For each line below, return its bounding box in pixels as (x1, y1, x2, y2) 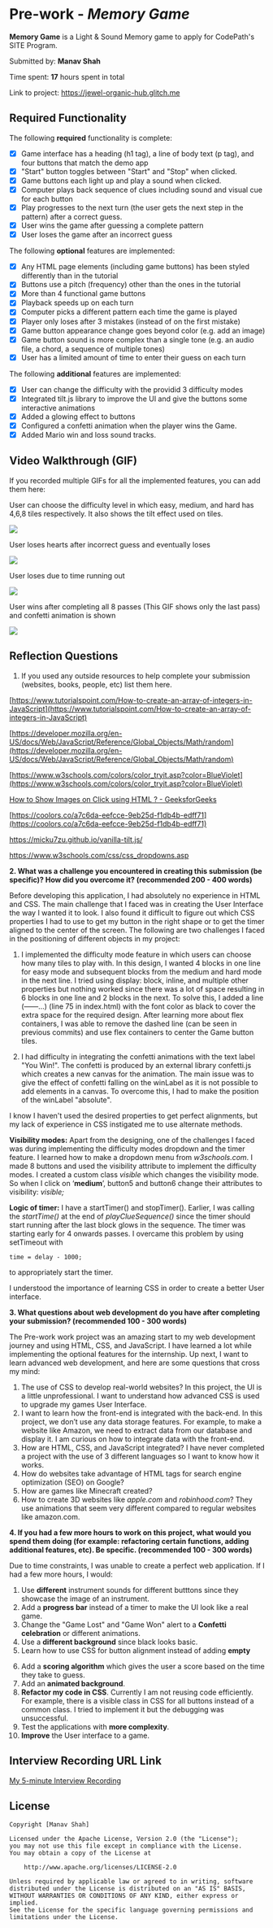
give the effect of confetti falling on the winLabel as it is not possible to (20, 1077, 258, 1087)
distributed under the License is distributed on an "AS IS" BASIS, (9, 1885, 246, 1893)
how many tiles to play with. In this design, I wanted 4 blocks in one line (20, 957, 261, 968)
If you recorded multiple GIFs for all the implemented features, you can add (9, 475, 261, 485)
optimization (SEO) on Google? (20, 1477, 124, 1487)
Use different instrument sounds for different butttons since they (20, 1585, 239, 1594)
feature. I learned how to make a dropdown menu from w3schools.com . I (9, 1152, 253, 1162)
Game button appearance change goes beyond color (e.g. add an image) (20, 325, 266, 335)
